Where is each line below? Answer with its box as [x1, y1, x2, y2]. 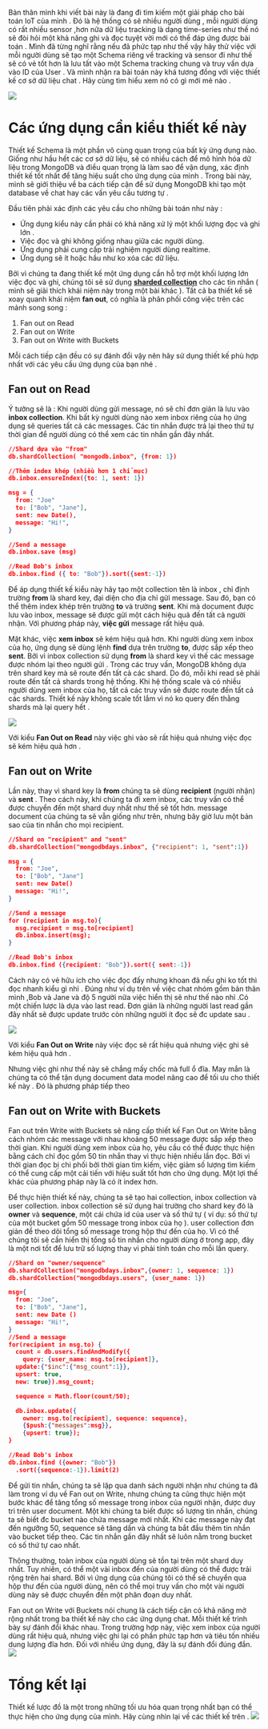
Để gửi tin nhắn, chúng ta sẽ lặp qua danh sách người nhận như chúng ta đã [8, 1480, 258, 1490]
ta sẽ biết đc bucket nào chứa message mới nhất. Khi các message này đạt [8, 1514, 256, 1524]
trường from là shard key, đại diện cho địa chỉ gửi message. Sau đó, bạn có [8, 593, 256, 602]
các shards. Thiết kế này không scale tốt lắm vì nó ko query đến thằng [8, 694, 240, 703]
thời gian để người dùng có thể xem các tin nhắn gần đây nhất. [8, 429, 214, 439]
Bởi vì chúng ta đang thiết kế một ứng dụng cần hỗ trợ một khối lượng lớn [8, 269, 250, 278]
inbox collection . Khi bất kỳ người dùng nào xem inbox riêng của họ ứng [8, 412, 247, 422]
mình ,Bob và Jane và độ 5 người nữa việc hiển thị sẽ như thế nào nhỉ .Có [8, 992, 249, 1002]
